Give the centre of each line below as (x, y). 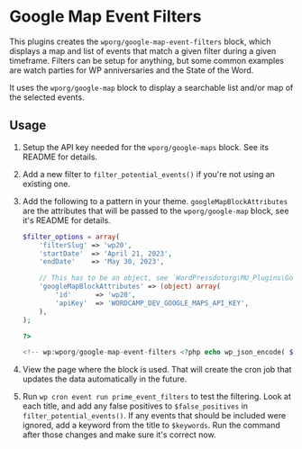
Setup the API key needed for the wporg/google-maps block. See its (145, 147)
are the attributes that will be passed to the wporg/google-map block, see (156, 211)
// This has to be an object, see (104, 278)
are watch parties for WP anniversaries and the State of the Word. (132, 70)
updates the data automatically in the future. (105, 379)
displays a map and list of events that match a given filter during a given (143, 50)
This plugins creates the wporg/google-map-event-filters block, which (141, 41)
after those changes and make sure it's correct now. (119, 435)
